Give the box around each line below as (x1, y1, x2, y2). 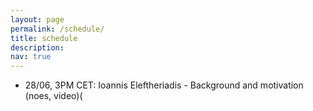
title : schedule (10, 33, 78, 43)
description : (10, 42, 65, 53)
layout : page (10, 14, 65, 25)
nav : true (10, 52, 52, 62)
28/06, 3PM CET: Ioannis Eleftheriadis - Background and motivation (24, 79, 304, 91)
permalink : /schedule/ (10, 24, 105, 34)
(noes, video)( (24, 90, 83, 102)
